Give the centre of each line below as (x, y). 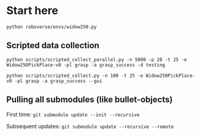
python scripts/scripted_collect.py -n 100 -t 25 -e (75, 76)
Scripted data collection (53, 45)
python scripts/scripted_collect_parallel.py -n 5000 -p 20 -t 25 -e (97, 59)
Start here (32, 11)
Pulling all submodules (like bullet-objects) (90, 100)
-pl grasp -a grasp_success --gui (58, 81)
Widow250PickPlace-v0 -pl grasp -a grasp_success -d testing (86, 65)
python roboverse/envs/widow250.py (52, 27)
